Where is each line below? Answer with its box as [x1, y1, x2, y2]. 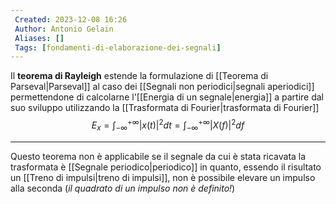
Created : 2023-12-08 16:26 [14, 14, 128, 25]
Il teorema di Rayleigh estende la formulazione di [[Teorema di [10, 70, 269, 82]
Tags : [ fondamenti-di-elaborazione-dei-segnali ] [14, 42, 222, 53]
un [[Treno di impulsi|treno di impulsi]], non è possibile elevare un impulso [10, 171, 316, 183]
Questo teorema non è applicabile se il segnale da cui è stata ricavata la [10, 150, 307, 162]
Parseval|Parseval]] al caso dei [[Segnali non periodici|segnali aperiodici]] [10, 81, 315, 93]
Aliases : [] [14, 33, 65, 43]
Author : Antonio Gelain [14, 24, 114, 34]
